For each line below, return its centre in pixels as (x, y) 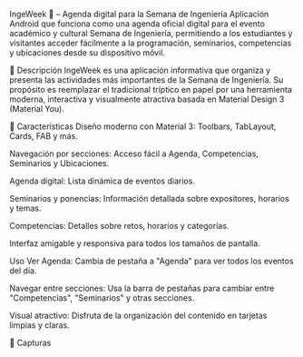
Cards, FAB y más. (44, 136)
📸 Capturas (30, 342)
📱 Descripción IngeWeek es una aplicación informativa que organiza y (140, 70)
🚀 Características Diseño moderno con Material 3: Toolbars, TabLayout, (143, 126)
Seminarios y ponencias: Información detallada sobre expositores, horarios (150, 198)
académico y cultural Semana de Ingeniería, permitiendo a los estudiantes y (151, 33)
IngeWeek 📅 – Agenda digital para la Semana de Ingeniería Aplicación (139, 14)
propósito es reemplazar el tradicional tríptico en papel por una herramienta (151, 89)
